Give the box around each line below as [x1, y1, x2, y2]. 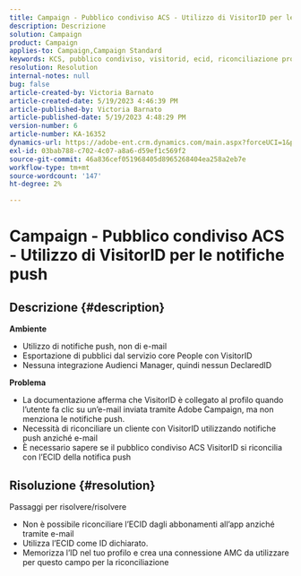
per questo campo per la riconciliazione [21, 556, 169, 567]
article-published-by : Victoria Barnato [9, 105, 163, 114]
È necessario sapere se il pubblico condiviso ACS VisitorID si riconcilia [21, 443, 283, 453]
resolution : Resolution [9, 64, 99, 73]
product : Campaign [9, 38, 78, 47]
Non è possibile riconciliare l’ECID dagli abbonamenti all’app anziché [21, 519, 275, 529]
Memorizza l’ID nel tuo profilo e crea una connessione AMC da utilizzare [21, 547, 289, 558]
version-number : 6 [9, 122, 78, 131]
